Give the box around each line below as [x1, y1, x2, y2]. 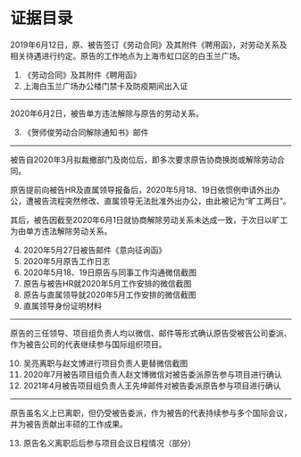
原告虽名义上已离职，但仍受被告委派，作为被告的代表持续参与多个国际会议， [10, 407, 292, 418]
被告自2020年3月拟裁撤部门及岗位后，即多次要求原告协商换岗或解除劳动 [10, 154, 278, 165]
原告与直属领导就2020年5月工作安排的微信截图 [22, 289, 196, 300]
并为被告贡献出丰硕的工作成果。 [10, 419, 128, 429]
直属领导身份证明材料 [22, 300, 102, 311]
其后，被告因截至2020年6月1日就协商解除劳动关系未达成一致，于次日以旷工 [10, 214, 288, 225]
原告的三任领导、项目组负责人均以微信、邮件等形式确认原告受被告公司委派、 [10, 328, 292, 338]
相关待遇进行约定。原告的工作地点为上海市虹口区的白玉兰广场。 [10, 50, 245, 61]
